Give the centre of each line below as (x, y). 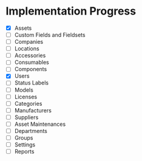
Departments (31, 131)
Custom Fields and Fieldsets (50, 35)
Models (24, 90)
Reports (24, 152)
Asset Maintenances (40, 124)
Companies (29, 42)
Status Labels (32, 83)
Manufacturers (33, 110)
